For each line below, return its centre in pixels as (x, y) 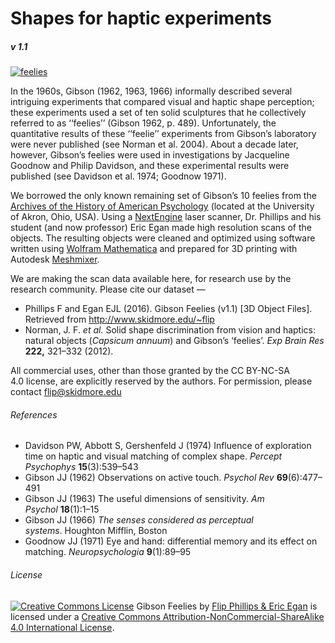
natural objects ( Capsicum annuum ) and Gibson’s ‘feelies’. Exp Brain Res (174, 341)
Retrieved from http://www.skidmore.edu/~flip (119, 319)
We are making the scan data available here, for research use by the (151, 279)
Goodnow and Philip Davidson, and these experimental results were (150, 166)
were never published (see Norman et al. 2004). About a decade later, (154, 144)
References (34, 414)
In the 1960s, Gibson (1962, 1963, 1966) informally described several (151, 91)
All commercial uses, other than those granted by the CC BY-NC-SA (150, 371)
